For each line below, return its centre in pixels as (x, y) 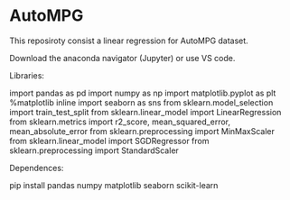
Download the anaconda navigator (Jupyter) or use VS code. (122, 58)
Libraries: (27, 75)
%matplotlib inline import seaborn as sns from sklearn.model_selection (141, 102)
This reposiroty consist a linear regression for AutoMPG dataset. (129, 41)
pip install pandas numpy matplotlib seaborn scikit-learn (114, 185)
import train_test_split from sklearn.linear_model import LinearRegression (145, 112)
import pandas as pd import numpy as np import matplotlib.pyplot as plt (143, 93)
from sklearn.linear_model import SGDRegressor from (109, 141)
